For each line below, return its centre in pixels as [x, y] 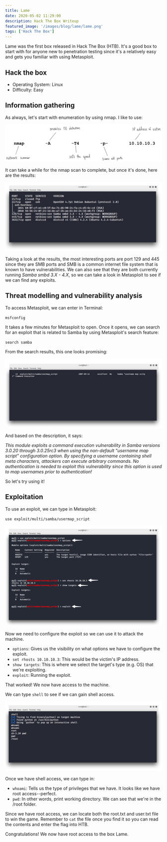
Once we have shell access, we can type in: [50, 778]
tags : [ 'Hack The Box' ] [30, 32]
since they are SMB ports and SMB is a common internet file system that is [82, 264]
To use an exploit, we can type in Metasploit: [51, 509]
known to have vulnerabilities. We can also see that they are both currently [82, 269]
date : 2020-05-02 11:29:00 [33, 16]
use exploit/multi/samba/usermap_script [48, 519]
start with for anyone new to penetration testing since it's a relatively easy [81, 52]
